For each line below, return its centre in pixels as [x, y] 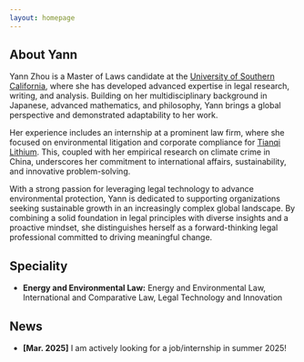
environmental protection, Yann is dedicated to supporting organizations [145, 199]
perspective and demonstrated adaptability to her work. [114, 116]
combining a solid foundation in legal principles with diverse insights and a [149, 218]
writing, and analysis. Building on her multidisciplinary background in [138, 96]
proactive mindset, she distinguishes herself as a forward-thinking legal [144, 227]
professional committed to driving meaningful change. [111, 237]
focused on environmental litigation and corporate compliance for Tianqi [145, 143]
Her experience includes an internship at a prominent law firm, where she [147, 133]
